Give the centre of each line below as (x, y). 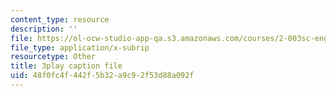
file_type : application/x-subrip (80, 47)
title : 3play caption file (66, 66)
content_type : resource (60, 19)
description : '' (44, 29)
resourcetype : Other (53, 57)
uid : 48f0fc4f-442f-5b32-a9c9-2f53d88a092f (102, 76)
